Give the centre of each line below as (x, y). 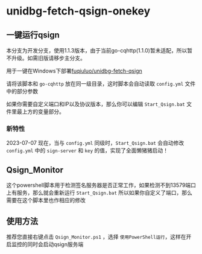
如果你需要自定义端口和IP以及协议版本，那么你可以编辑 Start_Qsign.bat (96, 104)
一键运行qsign (33, 35)
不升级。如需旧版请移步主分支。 (46, 58)
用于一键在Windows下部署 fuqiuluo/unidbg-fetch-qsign (74, 71)
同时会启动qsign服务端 (55, 244)
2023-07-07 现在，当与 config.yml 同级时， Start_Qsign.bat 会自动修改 (95, 143)
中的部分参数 (22, 91)
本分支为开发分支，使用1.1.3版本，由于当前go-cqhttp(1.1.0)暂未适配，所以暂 (99, 50)
